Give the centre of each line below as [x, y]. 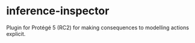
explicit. [16, 33]
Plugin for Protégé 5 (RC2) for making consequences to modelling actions [98, 27]
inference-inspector [58, 11]
